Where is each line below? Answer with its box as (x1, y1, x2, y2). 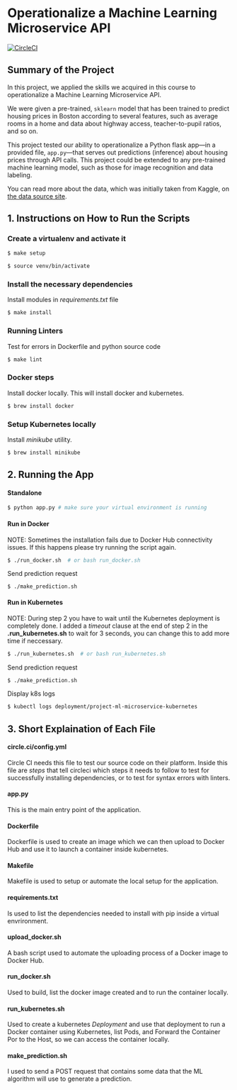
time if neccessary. (7, 636, 63, 645)
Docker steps (7, 372, 54, 382)
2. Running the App (7, 469, 94, 481)
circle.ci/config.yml (7, 743, 67, 751)
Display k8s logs (7, 689, 55, 698)
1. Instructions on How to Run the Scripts (7, 213, 190, 225)
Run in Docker (7, 519, 50, 528)
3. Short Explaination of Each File (7, 723, 156, 735)
